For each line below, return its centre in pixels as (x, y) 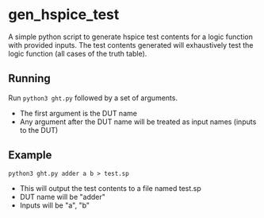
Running (30, 78)
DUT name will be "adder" (62, 197)
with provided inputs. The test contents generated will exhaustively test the (131, 45)
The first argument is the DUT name (78, 113)
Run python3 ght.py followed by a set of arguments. (93, 98)
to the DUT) (39, 130)
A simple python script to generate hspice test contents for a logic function (131, 37)
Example (30, 156)
